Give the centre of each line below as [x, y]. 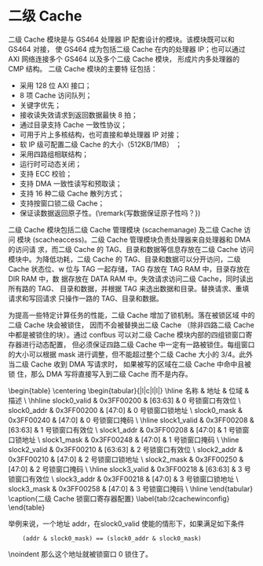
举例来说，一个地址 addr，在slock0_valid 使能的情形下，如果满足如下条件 [126, 524]
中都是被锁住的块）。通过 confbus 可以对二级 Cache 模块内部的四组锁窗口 [127, 334]
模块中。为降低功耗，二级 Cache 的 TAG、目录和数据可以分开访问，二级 [124, 259]
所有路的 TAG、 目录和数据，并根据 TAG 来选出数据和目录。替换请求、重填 [129, 288]
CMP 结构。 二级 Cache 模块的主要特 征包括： [83, 68]
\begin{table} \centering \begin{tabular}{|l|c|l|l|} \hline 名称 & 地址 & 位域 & [129, 390]
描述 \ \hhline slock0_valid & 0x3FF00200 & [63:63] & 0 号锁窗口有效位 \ [124, 400]
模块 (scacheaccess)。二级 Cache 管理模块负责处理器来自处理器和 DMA [134, 239]
